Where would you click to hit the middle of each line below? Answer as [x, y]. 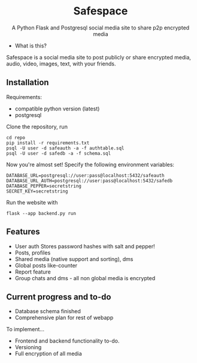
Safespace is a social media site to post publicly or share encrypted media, [99, 57]
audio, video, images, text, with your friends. [61, 64]
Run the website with [32, 202]
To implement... [25, 329]
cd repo [16, 137]
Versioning [28, 347]
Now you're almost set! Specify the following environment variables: [90, 164]
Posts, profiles [33, 253]
